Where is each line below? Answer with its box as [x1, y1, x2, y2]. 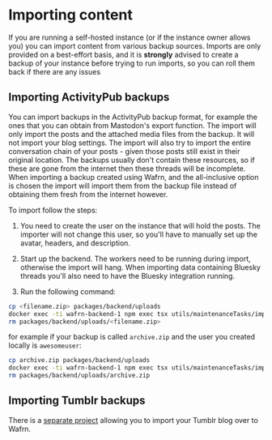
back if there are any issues [8, 66, 101, 76]
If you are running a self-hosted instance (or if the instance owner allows [8, 32, 251, 42]
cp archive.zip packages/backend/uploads [8, 357, 151, 365]
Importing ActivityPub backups [8, 91, 170, 105]
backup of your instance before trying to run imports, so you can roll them [8, 58, 256, 68]
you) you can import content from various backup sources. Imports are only [8, 41, 261, 50]
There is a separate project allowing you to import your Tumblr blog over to [8, 415, 259, 425]
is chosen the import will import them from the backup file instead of [8, 181, 237, 190]
